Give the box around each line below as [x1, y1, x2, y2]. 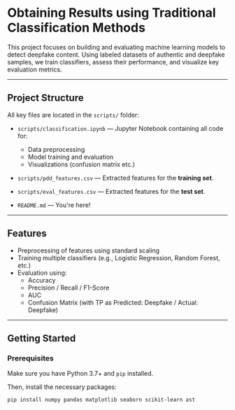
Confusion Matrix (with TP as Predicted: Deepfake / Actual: [27, 298, 198, 306]
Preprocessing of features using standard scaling [17, 246, 159, 255]
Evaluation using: [17, 268, 67, 277]
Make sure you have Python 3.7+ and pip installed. [7, 369, 154, 378]
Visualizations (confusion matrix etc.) [27, 160, 135, 169]
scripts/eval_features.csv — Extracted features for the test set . [17, 187, 206, 195]
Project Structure [7, 92, 84, 104]
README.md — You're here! [17, 201, 91, 209]
